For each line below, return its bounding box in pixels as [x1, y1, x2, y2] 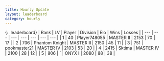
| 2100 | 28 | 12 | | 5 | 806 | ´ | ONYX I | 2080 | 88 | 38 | [5, 50, 115, 56]
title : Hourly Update [5, 7, 49, 12]
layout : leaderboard [5, 12, 47, 17]
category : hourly [5, 16, 41, 21]
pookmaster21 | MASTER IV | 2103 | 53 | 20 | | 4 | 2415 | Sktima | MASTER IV [5, 45, 159, 51]
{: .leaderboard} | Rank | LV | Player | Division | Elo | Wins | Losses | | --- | [5, 30, 153, 36]
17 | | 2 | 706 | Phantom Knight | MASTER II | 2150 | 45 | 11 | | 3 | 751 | [5, 40, 143, 46]
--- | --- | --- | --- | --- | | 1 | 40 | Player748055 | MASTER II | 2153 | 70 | [10, 35, 155, 41]
